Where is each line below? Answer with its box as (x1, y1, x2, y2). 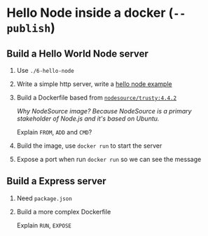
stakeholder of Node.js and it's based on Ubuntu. (16, 114, 160, 123)
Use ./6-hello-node (16, 67, 74, 74)
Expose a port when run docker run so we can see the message (16, 155, 202, 163)
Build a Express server (6, 175, 106, 187)
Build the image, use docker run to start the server (16, 141, 162, 150)
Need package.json (16, 194, 73, 202)
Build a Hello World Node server (6, 48, 148, 60)
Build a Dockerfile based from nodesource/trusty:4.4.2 (16, 93, 177, 102)
